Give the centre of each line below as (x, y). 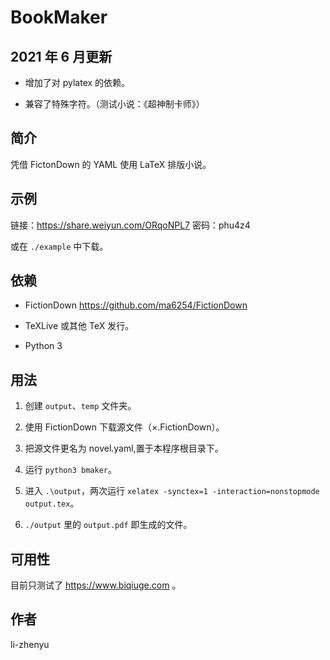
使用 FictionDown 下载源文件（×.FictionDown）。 (124, 427)
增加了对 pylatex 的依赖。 (77, 82)
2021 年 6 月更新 (61, 56)
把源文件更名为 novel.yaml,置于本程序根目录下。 (124, 448)
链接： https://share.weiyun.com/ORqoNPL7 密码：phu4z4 (130, 225)
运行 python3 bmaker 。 (70, 470)
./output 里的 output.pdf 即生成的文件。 (108, 525)
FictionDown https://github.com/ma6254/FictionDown (136, 305)
